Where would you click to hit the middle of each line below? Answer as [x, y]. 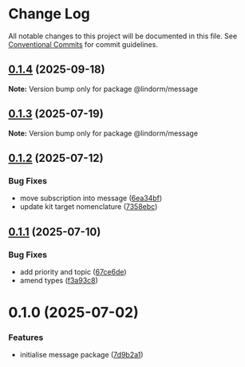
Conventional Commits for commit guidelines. [83, 44]
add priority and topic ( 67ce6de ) [73, 271]
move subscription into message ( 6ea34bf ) [91, 198]
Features [26, 337]
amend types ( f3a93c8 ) [59, 280]
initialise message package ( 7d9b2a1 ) [81, 355]
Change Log [49, 14]
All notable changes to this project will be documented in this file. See [123, 36]
